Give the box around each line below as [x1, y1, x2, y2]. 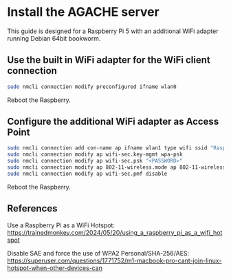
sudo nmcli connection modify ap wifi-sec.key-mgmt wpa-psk [7, 151, 184, 158]
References [7, 203, 58, 214]
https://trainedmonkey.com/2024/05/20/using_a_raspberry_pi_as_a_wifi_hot [7, 228, 223, 236]
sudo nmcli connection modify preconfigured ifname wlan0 [7, 83, 177, 90]
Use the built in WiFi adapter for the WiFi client [7, 54, 211, 66]
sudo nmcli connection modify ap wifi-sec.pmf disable [7, 170, 168, 177]
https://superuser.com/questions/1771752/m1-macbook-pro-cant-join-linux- [7, 256, 222, 265]
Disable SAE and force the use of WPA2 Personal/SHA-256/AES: [7, 249, 190, 257]
